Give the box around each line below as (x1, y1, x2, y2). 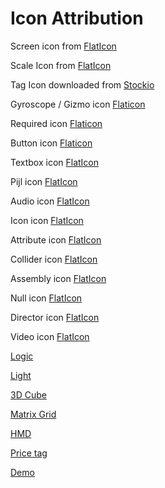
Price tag (10, 447, 48, 459)
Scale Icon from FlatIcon (10, 59, 112, 71)
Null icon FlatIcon (10, 292, 83, 304)
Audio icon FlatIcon (10, 195, 90, 207)
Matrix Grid (10, 408, 57, 420)
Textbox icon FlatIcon (10, 156, 100, 168)
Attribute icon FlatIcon (10, 233, 102, 246)
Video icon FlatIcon (10, 330, 90, 342)
